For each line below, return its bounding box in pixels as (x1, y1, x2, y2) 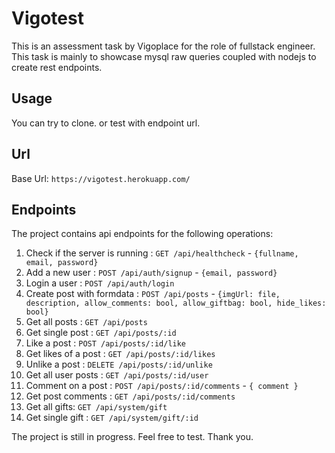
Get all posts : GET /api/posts (25, 316, 148, 328)
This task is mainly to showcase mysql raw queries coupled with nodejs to (11, 50, 317, 62)
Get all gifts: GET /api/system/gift (25, 401, 168, 413)
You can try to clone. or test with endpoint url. (11, 117, 201, 129)
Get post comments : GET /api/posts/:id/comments (25, 390, 236, 402)
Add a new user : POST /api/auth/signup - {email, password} (25, 267, 278, 279)
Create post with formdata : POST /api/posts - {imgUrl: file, (25, 288, 281, 300)
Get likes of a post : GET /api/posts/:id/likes (25, 348, 216, 360)
